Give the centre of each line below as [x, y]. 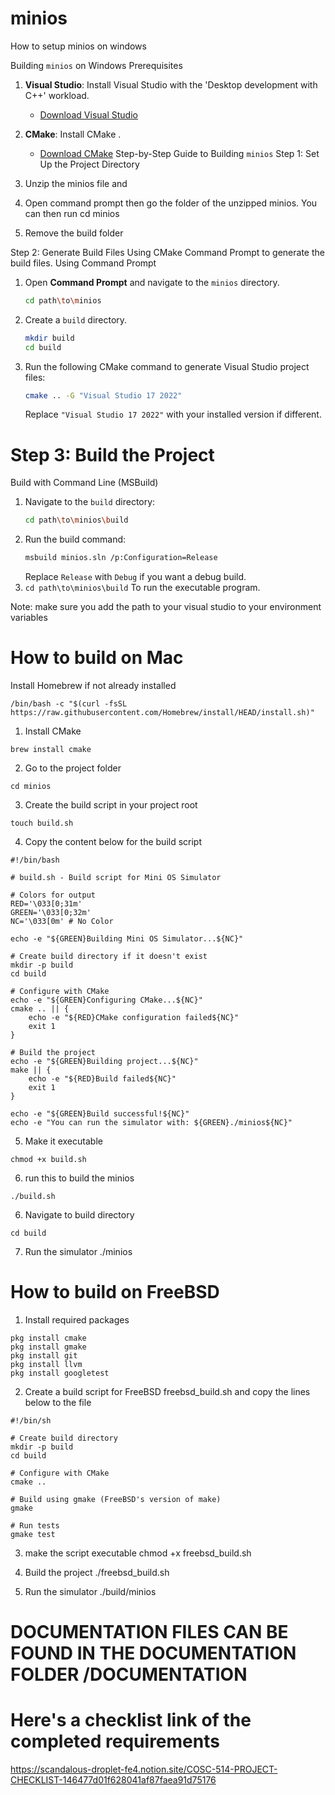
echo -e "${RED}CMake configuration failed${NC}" [134, 1018]
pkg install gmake [48, 1347]
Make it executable [63, 1141]
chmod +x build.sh [48, 1160]
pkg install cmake [48, 1338]
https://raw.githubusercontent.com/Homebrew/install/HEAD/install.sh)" [162, 713]
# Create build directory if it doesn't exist [109, 957]
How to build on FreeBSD [115, 1292]
